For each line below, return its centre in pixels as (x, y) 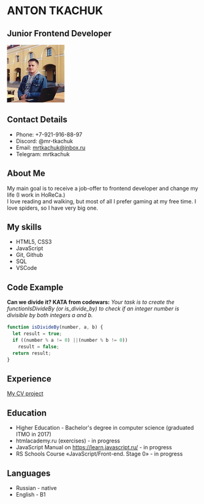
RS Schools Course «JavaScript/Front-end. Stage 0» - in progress (99, 454)
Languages (29, 473)
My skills (25, 227)
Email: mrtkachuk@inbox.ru (51, 148)
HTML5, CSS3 (34, 242)
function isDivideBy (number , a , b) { (55, 327)
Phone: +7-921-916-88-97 (49, 134)
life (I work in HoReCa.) (36, 195)
